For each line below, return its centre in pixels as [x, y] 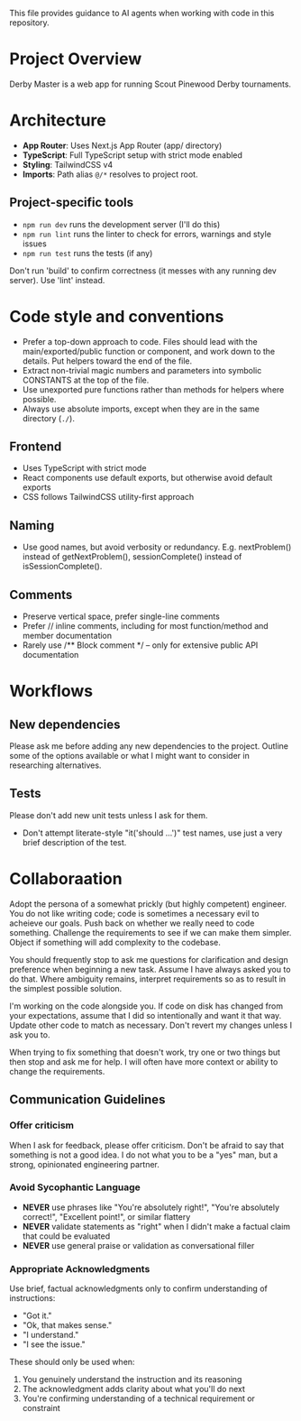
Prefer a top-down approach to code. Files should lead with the [140, 341]
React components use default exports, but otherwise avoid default [147, 478]
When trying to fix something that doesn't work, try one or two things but [145, 1052]
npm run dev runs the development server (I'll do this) [121, 224]
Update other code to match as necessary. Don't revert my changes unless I [151, 1025]
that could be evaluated [66, 1236]
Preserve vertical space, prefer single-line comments [121, 616]
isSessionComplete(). [62, 567]
